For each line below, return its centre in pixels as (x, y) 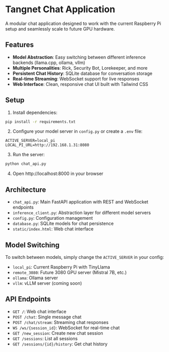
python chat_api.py (26, 164)
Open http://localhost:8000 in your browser (58, 173)
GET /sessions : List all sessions (45, 338)
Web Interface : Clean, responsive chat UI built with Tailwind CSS (80, 84)
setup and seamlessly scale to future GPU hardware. (60, 28)
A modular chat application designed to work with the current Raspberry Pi (83, 23)
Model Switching (32, 245)
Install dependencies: (35, 112)
